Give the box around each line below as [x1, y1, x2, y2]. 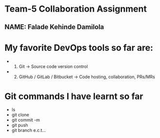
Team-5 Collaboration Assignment [4, 3, 147, 15]
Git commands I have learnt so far [4, 91, 143, 102]
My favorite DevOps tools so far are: [4, 42, 154, 53]
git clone [11, 112, 30, 118]
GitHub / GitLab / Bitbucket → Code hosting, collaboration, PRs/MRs [18, 74, 155, 80]
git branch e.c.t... [11, 127, 46, 133]
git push [11, 122, 28, 128]
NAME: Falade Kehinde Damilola [4, 23, 104, 31]
